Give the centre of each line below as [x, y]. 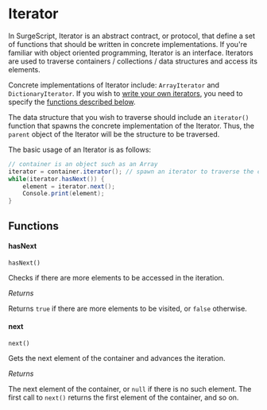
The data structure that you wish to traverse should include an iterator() [129, 117]
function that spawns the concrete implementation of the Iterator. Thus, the [131, 126]
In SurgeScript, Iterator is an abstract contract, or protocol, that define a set [132, 36]
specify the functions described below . [72, 102]
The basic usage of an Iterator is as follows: [80, 149]
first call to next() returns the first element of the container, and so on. [124, 397]
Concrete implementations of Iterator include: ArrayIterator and [114, 85]
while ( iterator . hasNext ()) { [56, 179]
